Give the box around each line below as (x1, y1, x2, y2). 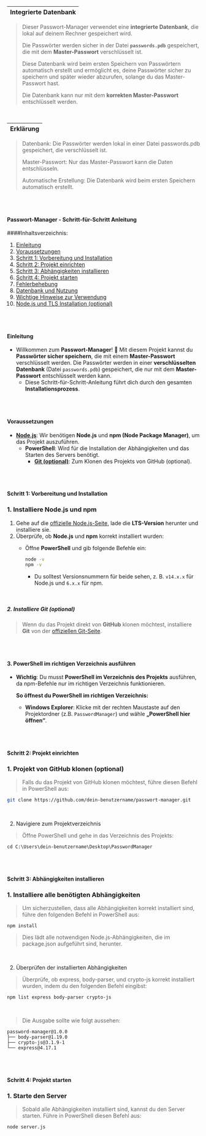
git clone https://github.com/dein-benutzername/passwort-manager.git (7, 797, 191, 803)
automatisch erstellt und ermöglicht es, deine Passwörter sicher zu (21, 67, 191, 74)
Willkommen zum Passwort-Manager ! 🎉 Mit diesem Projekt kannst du (15, 346, 193, 354)
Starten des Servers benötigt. (25, 451, 100, 458)
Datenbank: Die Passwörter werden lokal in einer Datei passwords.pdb (21, 140, 200, 147)
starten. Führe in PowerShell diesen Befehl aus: (21, 1111, 142, 1119)
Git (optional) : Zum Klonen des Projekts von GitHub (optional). (34, 457, 192, 465)
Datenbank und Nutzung (15, 287, 78, 294)
